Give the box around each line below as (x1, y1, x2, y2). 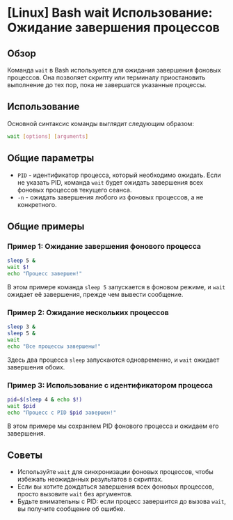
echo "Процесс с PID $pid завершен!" (7, 409, 117, 416)
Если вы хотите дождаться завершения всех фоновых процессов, (17, 482, 214, 491)
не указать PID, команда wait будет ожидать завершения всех (17, 178, 204, 186)
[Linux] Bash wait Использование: (7, 5, 213, 21)
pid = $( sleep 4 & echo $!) (7, 396, 82, 403)
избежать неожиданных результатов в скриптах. (17, 475, 163, 484)
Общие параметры (7, 152, 95, 165)
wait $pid (7, 402, 36, 409)
